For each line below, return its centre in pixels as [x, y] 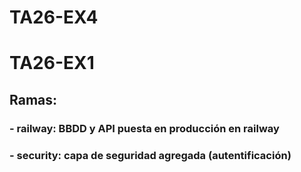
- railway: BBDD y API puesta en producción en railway [144, 128]
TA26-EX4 [54, 17]
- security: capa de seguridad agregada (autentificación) [150, 155]
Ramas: [33, 99]
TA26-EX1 [52, 63]
